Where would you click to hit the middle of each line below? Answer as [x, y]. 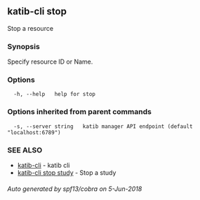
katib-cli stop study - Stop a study [67, 173]
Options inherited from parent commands [80, 112]
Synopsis [24, 46]
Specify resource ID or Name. [50, 62]
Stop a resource [31, 28]
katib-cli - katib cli [44, 165]
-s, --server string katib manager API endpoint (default [103, 126]
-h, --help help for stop [55, 94]
